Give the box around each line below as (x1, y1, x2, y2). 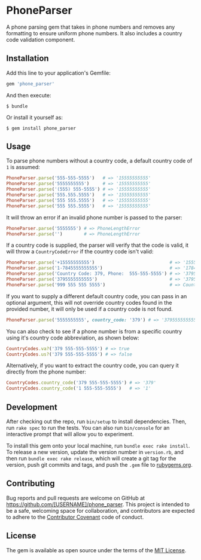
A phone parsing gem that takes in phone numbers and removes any (6, 23, 175, 30)
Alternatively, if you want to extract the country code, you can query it (6, 362, 179, 369)
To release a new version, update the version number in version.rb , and (6, 449, 184, 455)
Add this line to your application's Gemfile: (6, 69, 111, 76)
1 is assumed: (6, 164, 40, 171)
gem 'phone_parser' (6, 81, 55, 87)
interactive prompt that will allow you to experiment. (6, 431, 134, 437)
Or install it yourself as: (6, 114, 63, 121)
